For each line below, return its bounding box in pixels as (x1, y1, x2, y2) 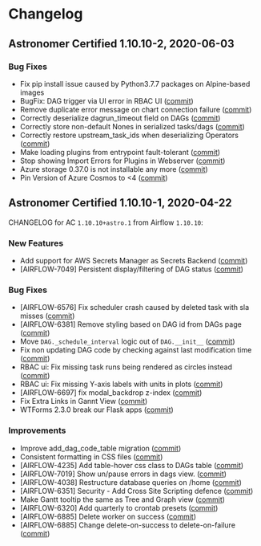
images (19, 88, 45, 97)
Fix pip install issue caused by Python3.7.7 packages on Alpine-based (19, 79, 251, 88)
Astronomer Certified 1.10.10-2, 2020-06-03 (8, 37, 235, 51)
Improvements (8, 425, 66, 436)
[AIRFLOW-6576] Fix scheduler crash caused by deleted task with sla (19, 303, 250, 312)
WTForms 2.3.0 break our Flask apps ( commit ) (19, 405, 174, 414)
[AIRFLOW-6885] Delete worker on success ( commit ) (19, 511, 196, 521)
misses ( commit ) (19, 311, 75, 321)
